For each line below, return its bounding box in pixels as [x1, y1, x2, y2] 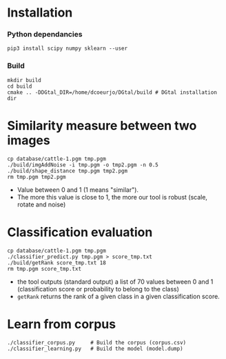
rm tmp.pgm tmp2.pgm [7, 173, 67, 180]
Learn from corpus [7, 316, 116, 332]
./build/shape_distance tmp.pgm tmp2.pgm [7, 167, 128, 174]
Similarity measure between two [7, 117, 197, 133]
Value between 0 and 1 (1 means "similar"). [17, 185, 139, 194]
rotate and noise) [17, 200, 66, 208]
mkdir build [7, 77, 41, 84]
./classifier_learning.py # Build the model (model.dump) [7, 345, 184, 352]
